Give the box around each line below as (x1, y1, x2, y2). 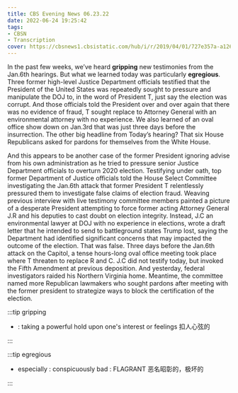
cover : (7, 43, 27, 50)
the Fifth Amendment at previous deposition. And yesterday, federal (7, 264, 205, 272)
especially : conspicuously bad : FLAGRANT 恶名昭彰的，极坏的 (17, 365, 204, 373)
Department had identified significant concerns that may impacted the (7, 234, 212, 242)
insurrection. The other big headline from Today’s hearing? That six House (7, 130, 225, 139)
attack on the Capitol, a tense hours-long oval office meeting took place (7, 249, 217, 257)
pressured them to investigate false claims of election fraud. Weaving (7, 189, 210, 197)
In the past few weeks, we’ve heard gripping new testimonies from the (7, 63, 214, 71)
